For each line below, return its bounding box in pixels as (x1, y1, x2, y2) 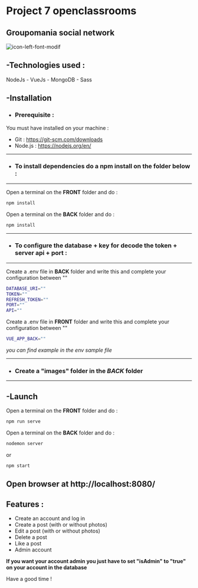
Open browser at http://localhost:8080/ (6, 479, 156, 489)
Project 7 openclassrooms (6, 4, 137, 18)
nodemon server (6, 441, 44, 447)
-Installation (6, 93, 52, 103)
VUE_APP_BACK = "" (6, 336, 46, 342)
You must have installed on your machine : (6, 124, 109, 131)
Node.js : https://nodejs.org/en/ (14, 142, 91, 149)
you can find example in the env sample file (6, 347, 113, 354)
